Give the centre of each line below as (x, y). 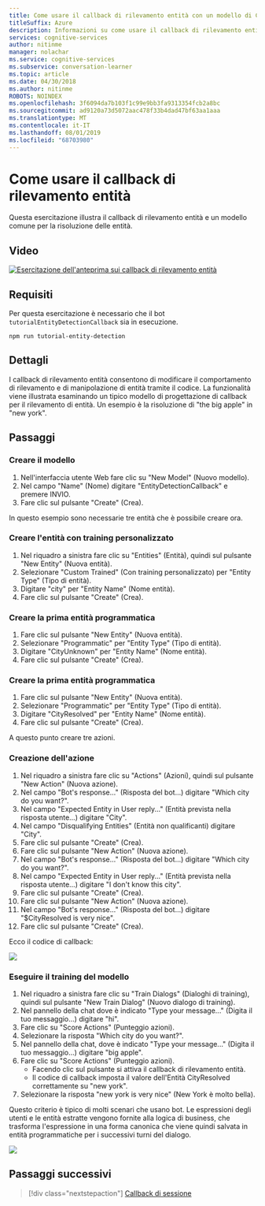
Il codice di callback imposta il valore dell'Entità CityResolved (131, 1078)
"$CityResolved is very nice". (67, 918)
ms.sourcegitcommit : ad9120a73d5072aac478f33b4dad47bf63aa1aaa (115, 111)
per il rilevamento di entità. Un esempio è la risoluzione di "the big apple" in (131, 404)
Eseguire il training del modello (69, 977)
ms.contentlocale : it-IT (50, 125)
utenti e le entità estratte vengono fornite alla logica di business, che (120, 1118)
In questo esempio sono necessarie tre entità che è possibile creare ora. (126, 518)
